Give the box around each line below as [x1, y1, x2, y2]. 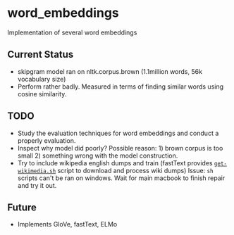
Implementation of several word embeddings [7, 28, 137, 37]
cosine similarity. [17, 89, 67, 98]
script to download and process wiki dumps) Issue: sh [57, 166, 214, 174]
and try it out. [17, 181, 57, 189]
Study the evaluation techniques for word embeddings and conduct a [17, 129, 219, 137]
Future [7, 201, 37, 213]
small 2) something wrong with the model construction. [17, 151, 178, 160]
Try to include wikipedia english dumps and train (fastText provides [17, 158, 213, 167]
